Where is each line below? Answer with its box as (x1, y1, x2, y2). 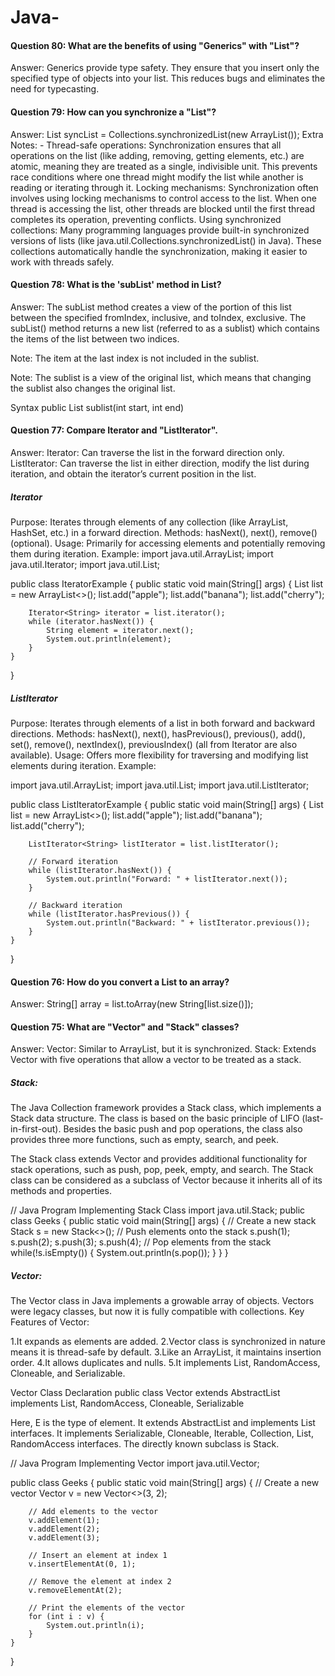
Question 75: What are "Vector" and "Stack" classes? (10, 1021, 240, 1033)
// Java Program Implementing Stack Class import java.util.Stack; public (10, 1204, 306, 1216)
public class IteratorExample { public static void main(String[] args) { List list (10, 577, 324, 590)
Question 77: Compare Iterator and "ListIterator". (10, 424, 218, 436)
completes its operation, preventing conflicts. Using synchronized (10, 213, 282, 225)
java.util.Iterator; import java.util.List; (10, 558, 160, 570)
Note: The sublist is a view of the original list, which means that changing (10, 371, 312, 383)
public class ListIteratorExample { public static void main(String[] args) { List (10, 798, 324, 810)
